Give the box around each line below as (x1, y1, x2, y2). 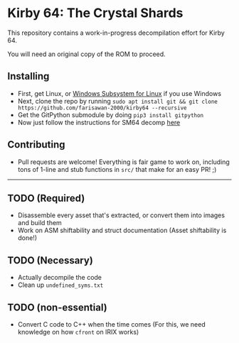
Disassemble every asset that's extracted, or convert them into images (17, 211, 225, 219)
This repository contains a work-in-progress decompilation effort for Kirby (7, 28, 225, 37)
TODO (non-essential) (7, 301, 108, 313)
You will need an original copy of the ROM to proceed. (7, 50, 166, 58)
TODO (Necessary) (7, 254, 94, 266)
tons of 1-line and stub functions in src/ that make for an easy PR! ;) (17, 165, 217, 173)
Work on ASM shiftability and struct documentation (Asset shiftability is (17, 226, 227, 235)
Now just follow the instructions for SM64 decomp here (17, 118, 181, 126)
